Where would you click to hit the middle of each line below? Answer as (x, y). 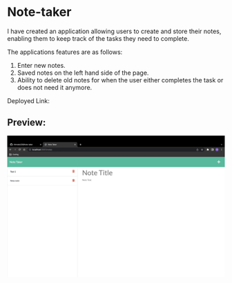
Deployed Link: (28, 100)
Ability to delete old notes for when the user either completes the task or (120, 80)
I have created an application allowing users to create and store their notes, (114, 31)
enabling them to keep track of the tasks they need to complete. (98, 38)
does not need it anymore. (55, 87)
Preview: (27, 123)
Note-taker (39, 12)
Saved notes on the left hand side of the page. (83, 73)
